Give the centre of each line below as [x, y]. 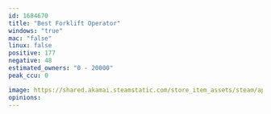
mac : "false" [30, 38]
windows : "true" [35, 31]
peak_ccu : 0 [28, 75]
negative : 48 [30, 61]
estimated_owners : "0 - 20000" [61, 68]
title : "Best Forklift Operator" [65, 23]
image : [19, 90]
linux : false [30, 46]
